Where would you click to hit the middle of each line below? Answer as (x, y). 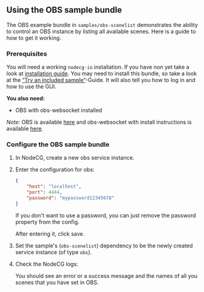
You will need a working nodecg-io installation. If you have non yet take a (98, 67)
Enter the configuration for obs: (55, 170)
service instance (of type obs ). (53, 252)
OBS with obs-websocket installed (59, 110)
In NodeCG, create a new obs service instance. (75, 158)
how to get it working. (34, 38)
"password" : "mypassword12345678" (70, 198)
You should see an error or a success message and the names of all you (106, 275)
